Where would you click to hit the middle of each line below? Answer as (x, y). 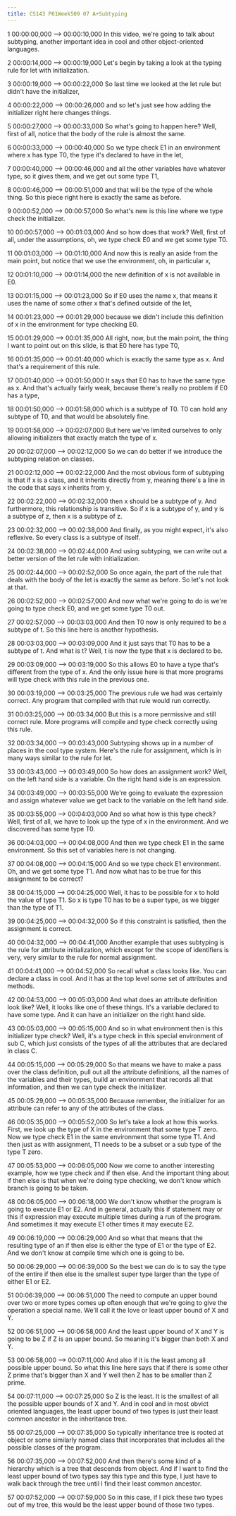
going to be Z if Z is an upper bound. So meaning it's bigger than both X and (118, 1339)
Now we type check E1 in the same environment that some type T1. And (111, 1136)
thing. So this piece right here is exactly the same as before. (94, 197)
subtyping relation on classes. (51, 459)
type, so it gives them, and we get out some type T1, (83, 176)
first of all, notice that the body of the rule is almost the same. (97, 133)
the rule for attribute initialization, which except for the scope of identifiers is (118, 949)
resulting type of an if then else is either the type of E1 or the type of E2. (112, 1245)
